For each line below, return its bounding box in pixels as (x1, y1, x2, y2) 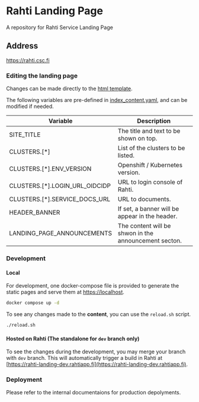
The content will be (117, 222, 171, 230)
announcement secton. (117, 237, 182, 245)
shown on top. (117, 135, 158, 143)
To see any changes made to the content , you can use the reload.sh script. (6, 311, 191, 318)
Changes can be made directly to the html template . (6, 85, 133, 92)
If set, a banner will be (117, 205, 179, 213)
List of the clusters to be (117, 144, 185, 152)
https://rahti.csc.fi (6, 56, 50, 63)
